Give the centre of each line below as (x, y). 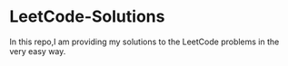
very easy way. (38, 51)
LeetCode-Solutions (87, 17)
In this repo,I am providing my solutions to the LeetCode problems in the (144, 42)
